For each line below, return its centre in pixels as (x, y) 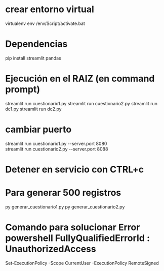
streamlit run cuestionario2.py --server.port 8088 (57, 149)
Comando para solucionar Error (73, 228)
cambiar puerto (38, 129)
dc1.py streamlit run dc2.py (33, 109)
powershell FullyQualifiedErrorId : (78, 238)
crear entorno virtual (50, 9)
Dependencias (36, 44)
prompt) (23, 89)
